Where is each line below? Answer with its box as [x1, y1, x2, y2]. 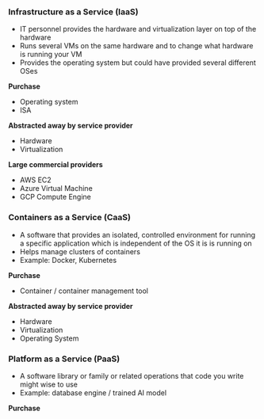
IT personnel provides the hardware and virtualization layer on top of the [19, 25, 257, 34]
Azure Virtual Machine [19, 184, 93, 193]
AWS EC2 [19, 175, 52, 185]
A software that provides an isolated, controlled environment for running [19, 230, 256, 239]
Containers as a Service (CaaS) [8, 212, 131, 223]
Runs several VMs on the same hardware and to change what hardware [19, 41, 254, 51]
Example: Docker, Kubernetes [19, 255, 117, 265]
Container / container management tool [19, 286, 149, 295]
